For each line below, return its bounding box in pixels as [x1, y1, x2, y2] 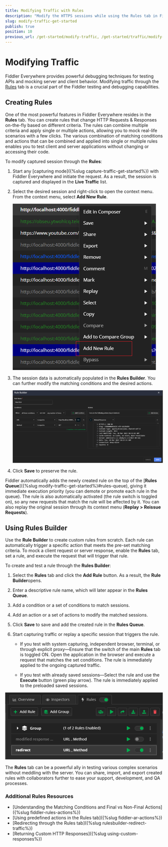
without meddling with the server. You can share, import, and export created [5, 769, 162, 775]
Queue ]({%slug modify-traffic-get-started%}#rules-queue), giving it [5, 482, 146, 488]
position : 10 [5, 29, 32, 34]
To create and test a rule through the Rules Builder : [5, 562, 111, 568]
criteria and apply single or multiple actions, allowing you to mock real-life [5, 127, 157, 133]
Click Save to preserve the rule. [12, 467, 78, 473]
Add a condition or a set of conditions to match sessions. [12, 602, 130, 608]
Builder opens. [12, 577, 42, 583]
